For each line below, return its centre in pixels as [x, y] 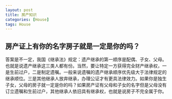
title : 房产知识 [21, 15]
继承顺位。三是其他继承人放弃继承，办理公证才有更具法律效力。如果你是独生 [86, 79]
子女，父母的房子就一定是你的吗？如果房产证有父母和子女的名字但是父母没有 [86, 85]
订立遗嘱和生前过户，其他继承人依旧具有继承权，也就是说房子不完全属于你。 [86, 91]
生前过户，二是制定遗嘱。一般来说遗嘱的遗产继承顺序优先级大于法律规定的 [88, 72]
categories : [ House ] [27, 19]
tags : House [18, 24]
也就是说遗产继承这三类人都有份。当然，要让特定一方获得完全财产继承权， [84, 66]
